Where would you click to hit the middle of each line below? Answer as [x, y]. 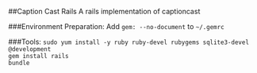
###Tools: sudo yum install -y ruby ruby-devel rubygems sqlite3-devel [129, 42]
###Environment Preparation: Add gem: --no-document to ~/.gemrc [116, 26]
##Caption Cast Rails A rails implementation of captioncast [104, 11]
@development [30, 49]
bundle [19, 63]
